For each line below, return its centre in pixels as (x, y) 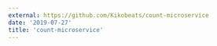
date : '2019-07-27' (40, 23)
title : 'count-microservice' (56, 30)
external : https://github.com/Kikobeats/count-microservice (109, 15)
